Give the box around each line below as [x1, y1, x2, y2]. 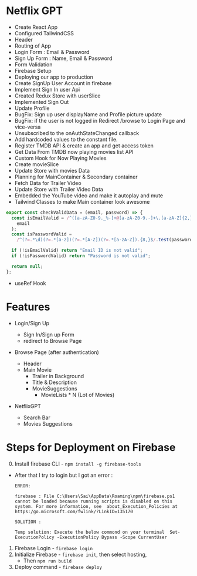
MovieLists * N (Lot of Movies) [40, 391, 115, 398]
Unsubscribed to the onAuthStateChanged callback [14, 129, 140, 136]
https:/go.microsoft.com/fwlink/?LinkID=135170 [14, 508, 133, 514]
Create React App [14, 23, 58, 31]
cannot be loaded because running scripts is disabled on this [14, 498, 173, 504]
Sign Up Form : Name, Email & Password [14, 55, 113, 62]
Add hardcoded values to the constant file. [14, 136, 118, 143]
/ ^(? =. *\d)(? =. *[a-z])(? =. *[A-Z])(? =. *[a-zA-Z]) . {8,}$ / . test [16, 237, 169, 243]
